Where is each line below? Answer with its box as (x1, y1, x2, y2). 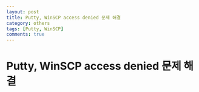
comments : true (6, 31, 45, 38)
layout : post (6, 8, 39, 15)
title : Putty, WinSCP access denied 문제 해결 (6, 15, 121, 21)
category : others (6, 20, 50, 26)
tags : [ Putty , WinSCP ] (6, 25, 64, 32)
